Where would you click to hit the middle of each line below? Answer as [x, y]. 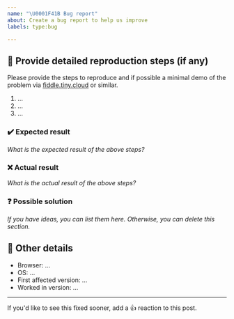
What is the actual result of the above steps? [72, 182]
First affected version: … [52, 280]
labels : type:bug [32, 26]
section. [19, 226]
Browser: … [34, 265]
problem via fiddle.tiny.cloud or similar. [63, 85]
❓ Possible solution [40, 201]
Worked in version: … [48, 287]
